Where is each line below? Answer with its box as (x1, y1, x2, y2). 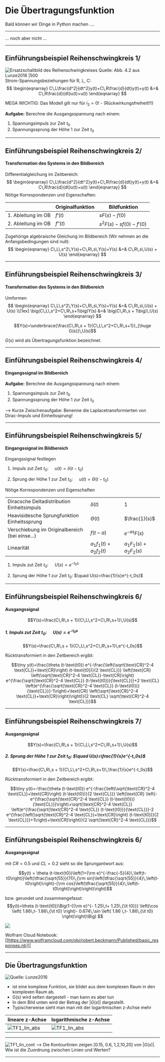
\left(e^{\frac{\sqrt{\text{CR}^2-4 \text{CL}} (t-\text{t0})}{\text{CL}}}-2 (11, 807, 154, 812)
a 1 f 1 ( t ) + (90, 540, 111, 548)
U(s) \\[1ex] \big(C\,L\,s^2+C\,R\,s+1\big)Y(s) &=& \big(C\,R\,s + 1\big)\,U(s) (6, 307, 159, 314)
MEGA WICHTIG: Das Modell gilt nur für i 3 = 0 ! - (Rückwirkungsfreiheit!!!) (5, 100, 154, 107)
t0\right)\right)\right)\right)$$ (53, 886, 112, 892)
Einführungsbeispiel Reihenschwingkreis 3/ (5, 270, 142, 279)
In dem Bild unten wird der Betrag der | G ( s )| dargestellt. (12, 1000, 125, 1006)
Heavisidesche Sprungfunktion (7, 512, 79, 519)
